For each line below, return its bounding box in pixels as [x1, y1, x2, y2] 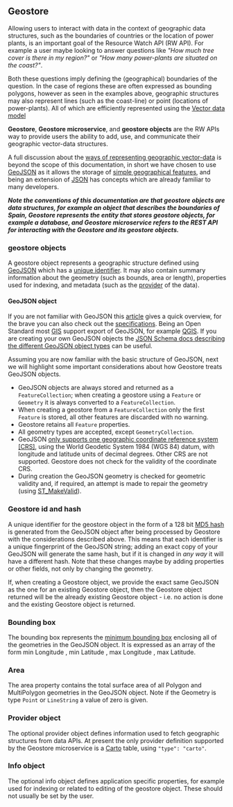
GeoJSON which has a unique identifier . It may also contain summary [8, 266, 206, 275]
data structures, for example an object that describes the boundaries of [8, 203, 221, 211]
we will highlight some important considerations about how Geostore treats [8, 363, 223, 371]
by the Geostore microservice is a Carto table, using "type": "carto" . [8, 744, 207, 752]
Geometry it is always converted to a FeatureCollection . [17, 398, 176, 407]
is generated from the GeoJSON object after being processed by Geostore [8, 528, 221, 536]
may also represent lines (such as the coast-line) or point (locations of [8, 97, 209, 105]
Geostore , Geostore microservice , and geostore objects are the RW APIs [8, 124, 220, 133]
